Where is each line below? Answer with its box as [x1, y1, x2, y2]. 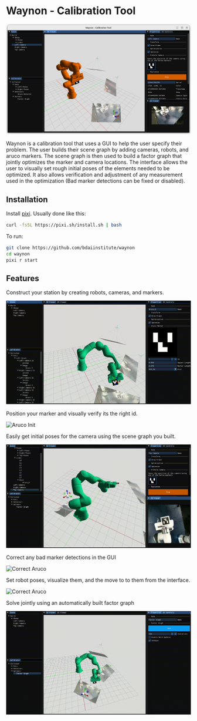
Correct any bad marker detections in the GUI [6, 554, 116, 561]
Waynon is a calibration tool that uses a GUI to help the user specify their [6, 140, 182, 147]
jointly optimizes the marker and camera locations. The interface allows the [6, 159, 188, 166]
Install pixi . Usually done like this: [6, 210, 86, 217]
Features [6, 273, 39, 283]
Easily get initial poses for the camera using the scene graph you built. [6, 433, 176, 440]
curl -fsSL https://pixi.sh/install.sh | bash [6, 222, 122, 228]
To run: [6, 233, 23, 240]
